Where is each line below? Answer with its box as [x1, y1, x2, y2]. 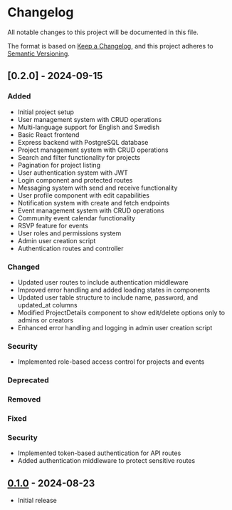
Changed [7, 262, 41, 272]
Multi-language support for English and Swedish [17, 123, 160, 131]
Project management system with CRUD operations [17, 146, 169, 154]
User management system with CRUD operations [17, 115, 162, 123]
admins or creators [17, 315, 73, 325]
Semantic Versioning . [7, 49, 70, 58]
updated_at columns [17, 300, 78, 309]
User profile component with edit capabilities [17, 190, 150, 200]
